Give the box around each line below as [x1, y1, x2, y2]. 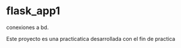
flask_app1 [6, 4, 60, 18]
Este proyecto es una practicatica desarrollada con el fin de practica [6, 35, 176, 42]
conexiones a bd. [6, 24, 49, 31]
